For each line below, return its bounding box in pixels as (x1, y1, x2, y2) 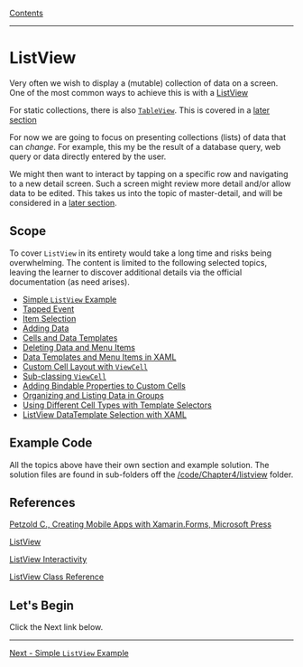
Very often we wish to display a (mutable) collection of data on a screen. (9, 77, 279, 89)
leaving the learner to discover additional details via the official (9, 267, 243, 277)
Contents (9, 8, 43, 18)
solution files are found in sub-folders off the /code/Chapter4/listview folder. (9, 469, 294, 480)
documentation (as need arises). (9, 276, 131, 287)
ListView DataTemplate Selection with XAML (22, 409, 188, 419)
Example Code (9, 436, 93, 451)
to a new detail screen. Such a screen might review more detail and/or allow (9, 178, 291, 189)
